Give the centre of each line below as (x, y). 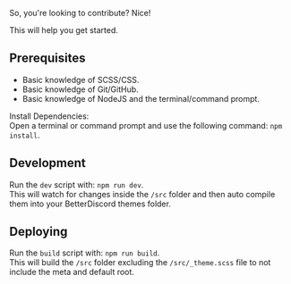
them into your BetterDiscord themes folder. (90, 204)
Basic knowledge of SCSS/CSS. (81, 79)
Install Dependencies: (49, 116)
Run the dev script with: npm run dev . (77, 184)
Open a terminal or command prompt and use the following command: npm (146, 125)
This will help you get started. (64, 30)
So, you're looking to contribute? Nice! (80, 13)
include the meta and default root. (72, 272)
